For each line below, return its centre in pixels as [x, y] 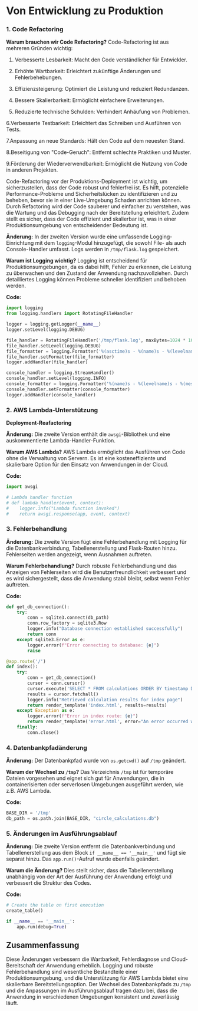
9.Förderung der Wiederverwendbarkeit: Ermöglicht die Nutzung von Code [97, 164]
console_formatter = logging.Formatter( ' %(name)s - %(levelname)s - [92, 384]
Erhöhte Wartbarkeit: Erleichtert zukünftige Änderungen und [88, 71]
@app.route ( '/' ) [26, 661]
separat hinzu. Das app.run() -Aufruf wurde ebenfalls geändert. [83, 859]
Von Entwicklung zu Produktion [85, 11]
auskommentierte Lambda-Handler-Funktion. [61, 441]
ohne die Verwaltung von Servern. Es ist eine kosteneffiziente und [86, 458]
